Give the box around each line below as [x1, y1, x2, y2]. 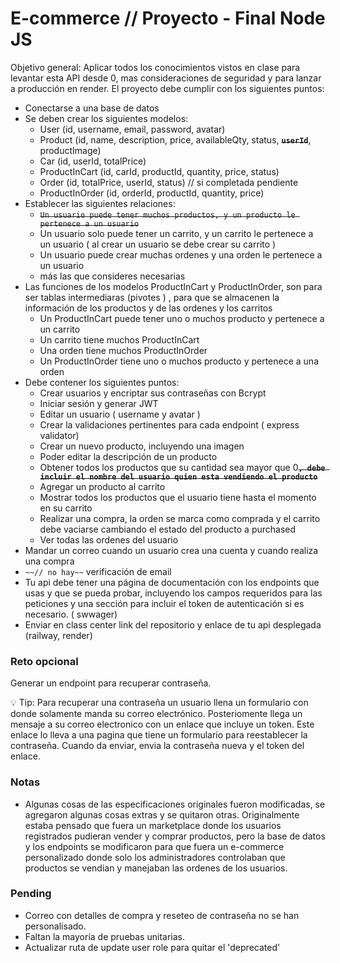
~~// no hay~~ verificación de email [24, 565, 172, 577]
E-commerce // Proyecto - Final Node [10, 7, 326, 30]
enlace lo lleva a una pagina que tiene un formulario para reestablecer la [10, 729, 308, 741]
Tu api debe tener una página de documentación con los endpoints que [24, 576, 320, 588]
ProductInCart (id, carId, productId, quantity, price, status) [39, 165, 280, 177]
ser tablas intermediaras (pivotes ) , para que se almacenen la [24, 291, 280, 303]
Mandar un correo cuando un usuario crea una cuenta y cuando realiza [24, 544, 319, 556]
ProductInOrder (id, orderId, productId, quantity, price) [39, 187, 265, 199]
